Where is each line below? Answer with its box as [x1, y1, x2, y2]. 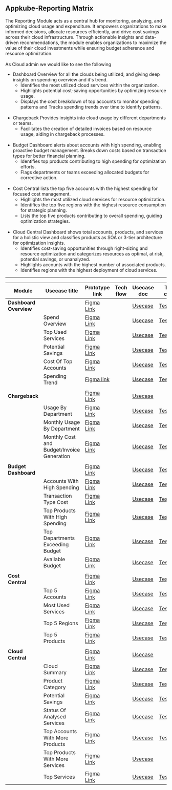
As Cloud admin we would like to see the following [5, 61, 112, 67]
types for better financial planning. [12, 153, 86, 159]
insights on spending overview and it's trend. [12, 76, 108, 82]
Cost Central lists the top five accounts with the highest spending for [12, 185, 158, 191]
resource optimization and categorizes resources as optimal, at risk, [20, 250, 164, 257]
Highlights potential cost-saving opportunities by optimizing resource [20, 87, 166, 94]
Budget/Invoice [43, 446, 80, 453]
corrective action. [20, 174, 58, 181]
